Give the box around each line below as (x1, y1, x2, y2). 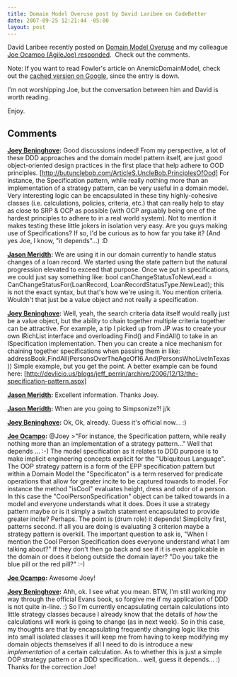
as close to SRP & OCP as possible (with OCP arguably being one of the (7, 206, 216, 215)
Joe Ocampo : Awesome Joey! (7, 574, 96, 582)
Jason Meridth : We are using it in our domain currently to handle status (7, 250, 216, 259)
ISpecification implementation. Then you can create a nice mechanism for (7, 340, 223, 348)
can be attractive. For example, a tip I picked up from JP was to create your (7, 324, 226, 333)
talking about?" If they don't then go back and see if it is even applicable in (7, 545, 225, 554)
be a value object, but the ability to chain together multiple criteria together (7, 317, 226, 325)
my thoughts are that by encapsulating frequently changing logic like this (7, 625, 220, 634)
